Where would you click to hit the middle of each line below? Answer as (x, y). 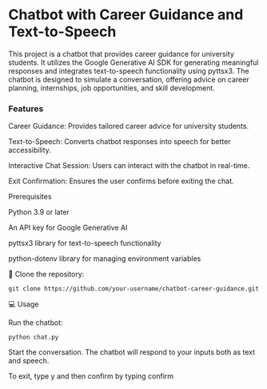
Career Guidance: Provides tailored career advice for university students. (129, 126)
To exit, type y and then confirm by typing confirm (91, 376)
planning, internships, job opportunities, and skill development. (112, 88)
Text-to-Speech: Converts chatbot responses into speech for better (120, 142)
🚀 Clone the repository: (46, 275)
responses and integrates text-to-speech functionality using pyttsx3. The (129, 70)
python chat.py (34, 338)
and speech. (29, 361)
